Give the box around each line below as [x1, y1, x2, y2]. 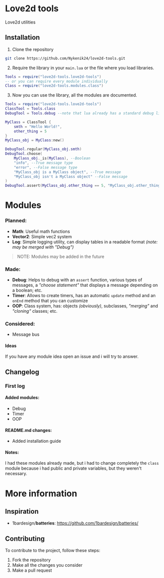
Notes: [5, 449, 20, 455]
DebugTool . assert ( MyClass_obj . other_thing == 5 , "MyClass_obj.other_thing [5, 183, 161, 188]
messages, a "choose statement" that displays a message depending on [12, 282, 158, 288]
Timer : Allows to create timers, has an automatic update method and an [12, 292, 156, 298]
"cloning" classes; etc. [12, 308, 58, 314]
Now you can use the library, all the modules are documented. [12, 92, 138, 98]
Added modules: [5, 395, 40, 401]
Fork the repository [12, 557, 51, 563]
